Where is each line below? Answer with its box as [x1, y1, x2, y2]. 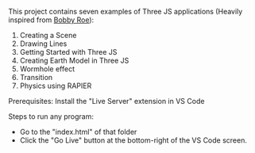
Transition [19, 73, 53, 82]
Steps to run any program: [8, 112, 94, 121]
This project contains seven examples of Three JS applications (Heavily [8, 7, 243, 16]
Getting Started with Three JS [19, 48, 118, 56]
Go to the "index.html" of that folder [19, 127, 137, 136]
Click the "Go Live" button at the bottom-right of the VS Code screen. [19, 136, 248, 145]
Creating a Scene [19, 31, 77, 40]
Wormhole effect [19, 64, 75, 74]
